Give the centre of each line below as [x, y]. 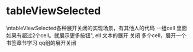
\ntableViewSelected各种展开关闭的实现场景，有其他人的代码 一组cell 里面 [97, 28]
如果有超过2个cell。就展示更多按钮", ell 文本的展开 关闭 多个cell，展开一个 [96, 35]
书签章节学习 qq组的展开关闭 [41, 43]
